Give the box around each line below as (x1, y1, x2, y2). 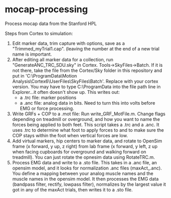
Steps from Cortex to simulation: (5, 30, 73, 36)
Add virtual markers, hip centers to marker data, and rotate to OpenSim (12, 138, 162, 144)
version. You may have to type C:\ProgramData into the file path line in (12, 83, 161, 90)
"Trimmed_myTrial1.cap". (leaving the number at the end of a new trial (12, 45, 160, 52)
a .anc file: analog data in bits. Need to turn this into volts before (19, 100, 156, 106)
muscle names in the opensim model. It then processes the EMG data (12, 176, 159, 182)
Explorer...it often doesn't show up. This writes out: (12, 89, 120, 95)
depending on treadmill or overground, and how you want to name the (12, 116, 160, 122)
